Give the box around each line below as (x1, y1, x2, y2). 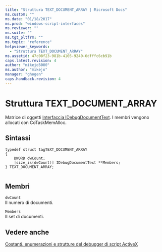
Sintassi (5, 134, 31, 142)
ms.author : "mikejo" (5, 67, 48, 72)
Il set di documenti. (5, 214, 45, 220)
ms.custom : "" (5, 12, 35, 17)
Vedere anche (5, 228, 50, 236)
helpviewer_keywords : (5, 44, 50, 49)
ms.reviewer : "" (5, 26, 39, 31)
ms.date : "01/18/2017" (5, 16, 52, 21)
